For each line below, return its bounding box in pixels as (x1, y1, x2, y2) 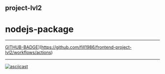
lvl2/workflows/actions (5, 49, 52, 55)
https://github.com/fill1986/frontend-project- (41, 44, 132, 50)
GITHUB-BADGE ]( (5, 44, 42, 50)
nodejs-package (5, 24, 74, 35)
